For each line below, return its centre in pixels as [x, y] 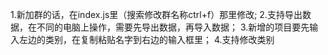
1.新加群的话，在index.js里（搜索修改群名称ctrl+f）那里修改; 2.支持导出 [156, 14]
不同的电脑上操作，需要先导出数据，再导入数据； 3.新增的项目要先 [173, 27]
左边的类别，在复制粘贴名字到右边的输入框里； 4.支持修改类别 [146, 39]
